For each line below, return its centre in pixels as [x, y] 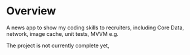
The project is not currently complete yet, [58, 45]
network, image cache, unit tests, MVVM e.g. [63, 33]
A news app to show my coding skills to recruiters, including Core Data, [95, 27]
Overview [31, 11]
